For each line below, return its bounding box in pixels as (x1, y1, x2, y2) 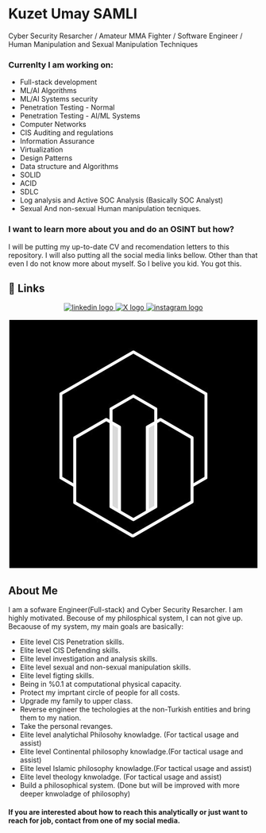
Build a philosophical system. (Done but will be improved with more (19, 781, 240, 790)
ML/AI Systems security (19, 94, 98, 104)
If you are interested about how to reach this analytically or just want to (8, 807, 249, 816)
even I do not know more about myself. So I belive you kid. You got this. (8, 259, 242, 268)
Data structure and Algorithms (19, 162, 119, 172)
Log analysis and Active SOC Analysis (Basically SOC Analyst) (19, 195, 224, 205)
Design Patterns (19, 153, 73, 163)
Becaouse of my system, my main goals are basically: (8, 622, 184, 631)
